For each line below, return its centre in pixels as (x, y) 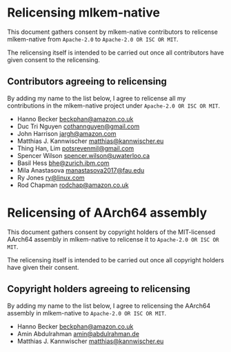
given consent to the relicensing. (53, 59)
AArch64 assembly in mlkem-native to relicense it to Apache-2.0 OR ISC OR (113, 239)
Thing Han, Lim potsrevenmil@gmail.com (76, 148)
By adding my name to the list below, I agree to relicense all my (97, 98)
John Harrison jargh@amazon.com (67, 133)
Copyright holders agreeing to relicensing (99, 289)
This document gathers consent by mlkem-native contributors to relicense (113, 32)
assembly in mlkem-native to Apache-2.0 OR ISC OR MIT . (87, 313)
